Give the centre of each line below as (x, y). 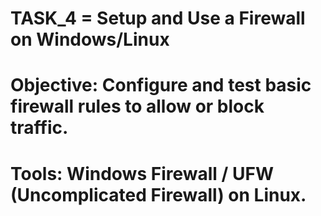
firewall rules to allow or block (137, 106)
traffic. (39, 128)
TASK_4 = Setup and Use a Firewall (158, 18)
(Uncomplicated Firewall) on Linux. (158, 194)
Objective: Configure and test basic (161, 85)
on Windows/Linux (90, 39)
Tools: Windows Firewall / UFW (142, 173)
